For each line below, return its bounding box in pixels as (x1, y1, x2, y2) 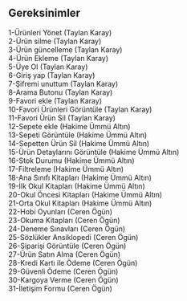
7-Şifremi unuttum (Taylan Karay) (8, 79, 119, 88)
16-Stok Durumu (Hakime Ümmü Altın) (8, 156, 135, 165)
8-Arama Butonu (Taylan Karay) (8, 87, 113, 97)
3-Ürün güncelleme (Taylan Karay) (8, 44, 123, 55)
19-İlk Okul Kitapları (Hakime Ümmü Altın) (8, 181, 146, 191)
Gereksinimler (8, 6, 81, 20)
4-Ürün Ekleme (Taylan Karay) (8, 53, 109, 63)
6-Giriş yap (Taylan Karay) (8, 70, 96, 79)
